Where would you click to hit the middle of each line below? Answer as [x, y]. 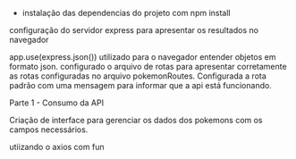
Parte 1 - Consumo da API [57, 103]
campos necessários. [49, 130]
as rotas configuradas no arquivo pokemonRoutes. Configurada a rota [138, 76]
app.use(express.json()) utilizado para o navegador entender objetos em [143, 57]
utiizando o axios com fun [57, 147]
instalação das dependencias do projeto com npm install [126, 13]
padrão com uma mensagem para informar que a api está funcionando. [141, 85]
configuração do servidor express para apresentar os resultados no [134, 30]
